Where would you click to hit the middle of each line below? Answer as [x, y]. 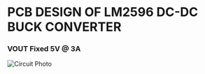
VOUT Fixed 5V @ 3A [44, 49]
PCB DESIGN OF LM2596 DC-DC [102, 12]
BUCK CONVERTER [64, 27]
